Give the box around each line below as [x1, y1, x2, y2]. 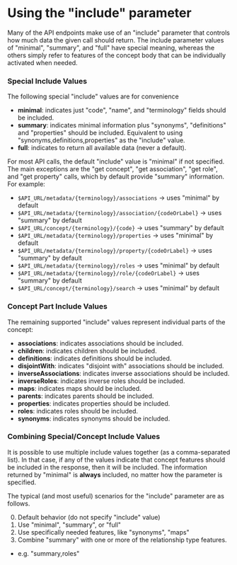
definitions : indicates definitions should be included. [17, 354, 172, 363]
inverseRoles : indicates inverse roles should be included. [17, 377, 185, 385]
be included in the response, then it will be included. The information [7, 462, 207, 472]
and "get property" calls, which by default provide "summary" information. [7, 172, 225, 181]
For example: [7, 180, 46, 188]
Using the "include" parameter [7, 5, 192, 21]
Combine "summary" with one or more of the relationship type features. [17, 535, 228, 544]
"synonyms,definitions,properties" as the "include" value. [17, 136, 185, 144]
